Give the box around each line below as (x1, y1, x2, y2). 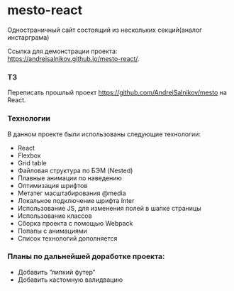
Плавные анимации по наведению (17, 173, 123, 182)
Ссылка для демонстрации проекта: (7, 47, 118, 55)
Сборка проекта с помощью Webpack (17, 219, 133, 227)
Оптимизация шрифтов (17, 181, 88, 190)
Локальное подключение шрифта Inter (17, 196, 135, 204)
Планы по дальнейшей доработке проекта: (7, 251, 165, 261)
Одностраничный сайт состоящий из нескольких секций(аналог (7, 26, 203, 34)
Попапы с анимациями (17, 226, 87, 235)
